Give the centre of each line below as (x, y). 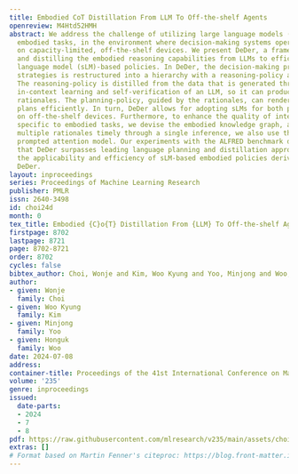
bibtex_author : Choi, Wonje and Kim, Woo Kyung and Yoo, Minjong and (141, 274)
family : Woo (39, 348)
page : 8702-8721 (39, 249)
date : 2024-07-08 (41, 357)
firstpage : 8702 (39, 232)
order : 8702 (31, 257)
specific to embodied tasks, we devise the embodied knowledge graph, (150, 125)
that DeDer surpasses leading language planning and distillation (142, 149)
